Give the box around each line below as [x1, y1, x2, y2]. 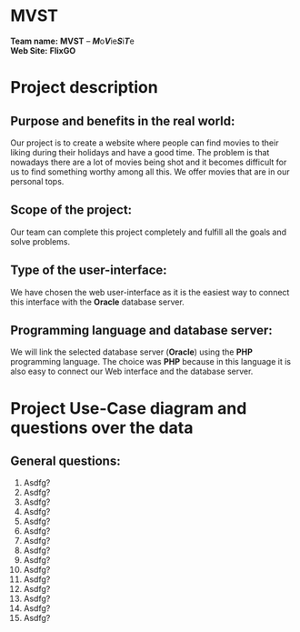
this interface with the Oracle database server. [10, 296, 185, 307]
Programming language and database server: [10, 322, 274, 337]
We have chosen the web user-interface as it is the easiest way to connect [10, 286, 290, 297]
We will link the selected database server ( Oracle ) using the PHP [10, 346, 253, 357]
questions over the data [10, 417, 194, 437]
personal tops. [10, 176, 65, 186]
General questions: [10, 453, 121, 468]
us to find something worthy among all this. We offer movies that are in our [10, 166, 290, 177]
